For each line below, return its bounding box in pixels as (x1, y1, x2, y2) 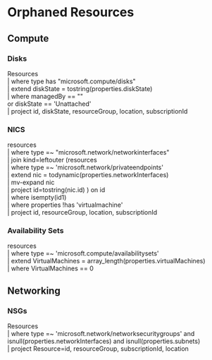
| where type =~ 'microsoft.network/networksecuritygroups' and (7, 330, 195, 338)
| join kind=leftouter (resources (7, 156, 97, 164)
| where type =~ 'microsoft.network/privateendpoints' (7, 163, 164, 172)
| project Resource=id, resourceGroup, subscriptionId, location (7, 344, 189, 353)
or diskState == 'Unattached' (7, 100, 92, 108)
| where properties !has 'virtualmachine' (7, 200, 123, 209)
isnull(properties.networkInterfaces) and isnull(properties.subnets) (7, 337, 201, 346)
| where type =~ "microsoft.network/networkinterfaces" (7, 148, 170, 157)
